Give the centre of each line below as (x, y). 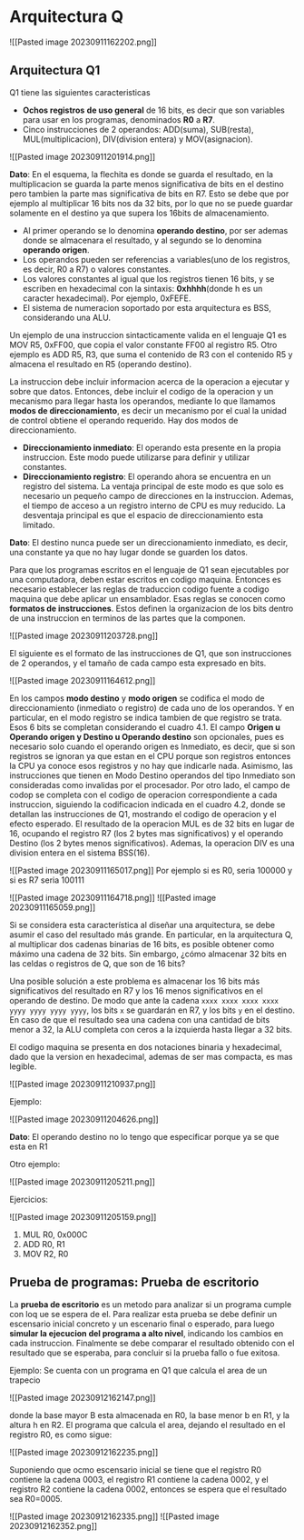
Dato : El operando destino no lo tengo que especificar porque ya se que (144, 1136)
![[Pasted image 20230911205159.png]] (83, 1216)
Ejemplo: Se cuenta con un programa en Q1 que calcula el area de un (138, 1370)
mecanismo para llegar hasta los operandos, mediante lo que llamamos (142, 401)
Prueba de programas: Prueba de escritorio (134, 1282)
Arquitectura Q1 (55, 70)
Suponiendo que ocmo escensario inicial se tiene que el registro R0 (135, 1469)
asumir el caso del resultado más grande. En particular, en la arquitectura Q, (151, 935)
